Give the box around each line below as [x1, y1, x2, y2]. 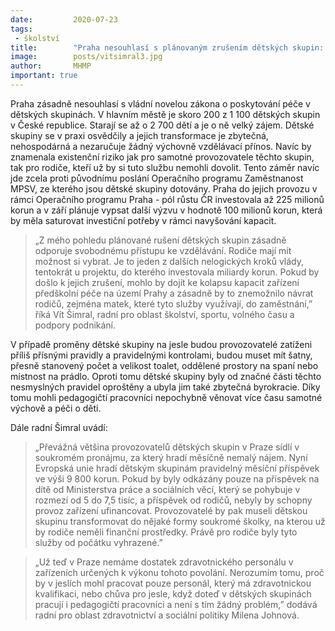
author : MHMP [10, 61, 92, 71]
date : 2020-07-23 [10, 14, 118, 25]
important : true [10, 71, 78, 81]
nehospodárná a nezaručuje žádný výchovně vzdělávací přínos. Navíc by [10, 140, 312, 152]
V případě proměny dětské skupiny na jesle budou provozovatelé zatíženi [10, 338, 313, 350]
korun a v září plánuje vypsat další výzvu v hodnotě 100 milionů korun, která [10, 204, 323, 216]
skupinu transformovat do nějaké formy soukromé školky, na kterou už [34, 515, 326, 527]
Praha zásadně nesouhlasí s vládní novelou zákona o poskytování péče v [10, 97, 311, 110]
